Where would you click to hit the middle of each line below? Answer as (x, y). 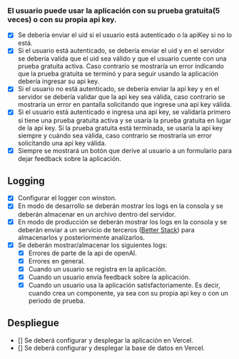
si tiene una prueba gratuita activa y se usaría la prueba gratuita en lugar (124, 120)
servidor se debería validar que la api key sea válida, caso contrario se (121, 97)
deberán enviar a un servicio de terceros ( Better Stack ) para (106, 229)
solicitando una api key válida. (62, 143)
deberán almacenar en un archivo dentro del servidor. (97, 214)
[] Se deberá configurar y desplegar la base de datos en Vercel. (111, 348)
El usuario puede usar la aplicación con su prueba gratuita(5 (114, 11)
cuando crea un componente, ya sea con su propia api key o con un (128, 293)
